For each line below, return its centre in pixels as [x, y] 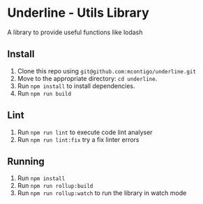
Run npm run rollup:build [55, 186]
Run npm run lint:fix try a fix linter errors [78, 139]
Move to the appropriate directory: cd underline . [87, 78]
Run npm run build [44, 93]
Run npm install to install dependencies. [76, 86]
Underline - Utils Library [78, 13]
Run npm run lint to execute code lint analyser [85, 132]
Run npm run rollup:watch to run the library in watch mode [102, 193]
